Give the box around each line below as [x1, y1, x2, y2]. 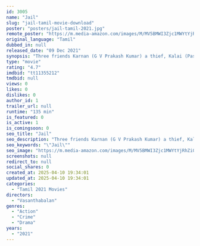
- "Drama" [11, 220, 36, 226]
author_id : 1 [6, 97, 39, 103]
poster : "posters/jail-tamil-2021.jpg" [6, 25, 105, 32]
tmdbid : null [6, 75, 39, 81]
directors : [6, 192, 33, 198]
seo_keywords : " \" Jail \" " [6, 142, 70, 148]
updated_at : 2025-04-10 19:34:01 [6, 176, 89, 182]
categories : [6, 181, 36, 187]
